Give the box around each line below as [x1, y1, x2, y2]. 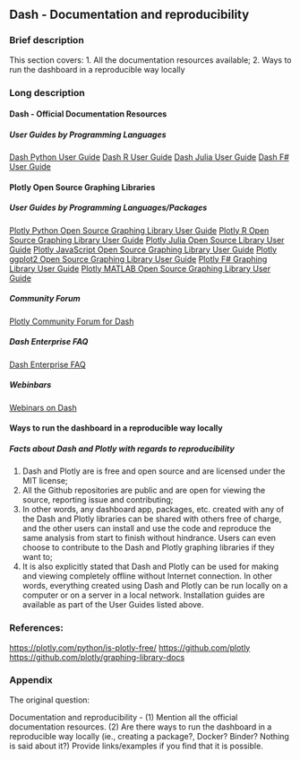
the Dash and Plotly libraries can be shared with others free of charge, [21, 513, 282, 524]
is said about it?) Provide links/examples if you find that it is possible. [9, 740, 264, 751]
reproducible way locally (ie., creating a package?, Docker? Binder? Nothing [9, 730, 289, 741]
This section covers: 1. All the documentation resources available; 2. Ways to [9, 54, 293, 66]
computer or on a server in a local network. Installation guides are [21, 590, 266, 600]
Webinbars [9, 380, 52, 390]
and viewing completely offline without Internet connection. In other [21, 571, 273, 581]
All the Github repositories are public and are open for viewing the [21, 485, 266, 496]
